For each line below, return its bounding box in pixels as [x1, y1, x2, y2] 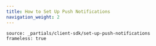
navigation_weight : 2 [6, 14, 60, 20]
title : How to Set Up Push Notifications [6, 8, 111, 15]
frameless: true [6, 35, 46, 41]
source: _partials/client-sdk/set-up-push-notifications [6, 30, 151, 36]
